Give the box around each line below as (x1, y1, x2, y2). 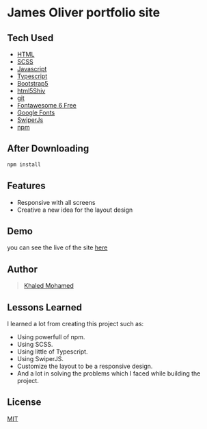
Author (7, 263, 38, 275)
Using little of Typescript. (16, 347, 88, 356)
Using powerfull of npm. (16, 332, 85, 341)
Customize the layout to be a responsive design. (16, 362, 153, 370)
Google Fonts (16, 108, 55, 117)
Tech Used (7, 32, 54, 44)
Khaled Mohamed (23, 282, 74, 290)
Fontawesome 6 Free (16, 101, 77, 109)
